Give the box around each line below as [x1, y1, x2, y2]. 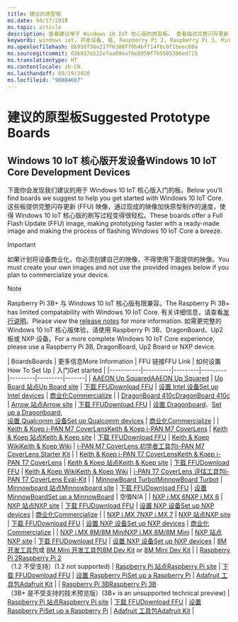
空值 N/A [119, 493, 144, 501]
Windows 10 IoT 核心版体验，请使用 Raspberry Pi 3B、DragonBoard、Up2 [7, 326, 223, 334]
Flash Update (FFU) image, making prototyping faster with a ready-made [7, 219, 220, 228]
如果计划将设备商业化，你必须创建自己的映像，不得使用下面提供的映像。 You [7, 255, 230, 263]
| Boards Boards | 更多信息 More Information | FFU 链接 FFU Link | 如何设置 [7, 357, 221, 366]
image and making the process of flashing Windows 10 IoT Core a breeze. [7, 227, 222, 235]
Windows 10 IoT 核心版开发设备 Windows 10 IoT [7, 154, 217, 167]
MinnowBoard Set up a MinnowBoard [7, 493, 115, 501]
